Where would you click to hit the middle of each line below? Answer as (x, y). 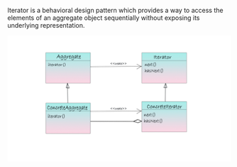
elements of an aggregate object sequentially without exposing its (104, 18)
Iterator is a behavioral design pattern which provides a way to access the (115, 10)
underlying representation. (46, 25)
